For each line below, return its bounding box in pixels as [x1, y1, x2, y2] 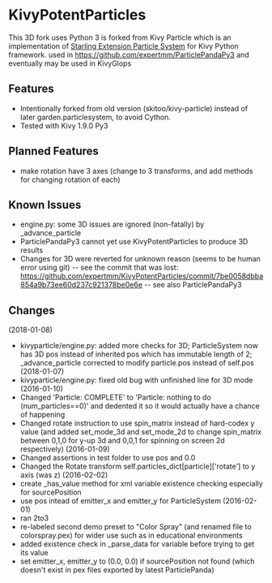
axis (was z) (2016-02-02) [19, 470, 108, 480]
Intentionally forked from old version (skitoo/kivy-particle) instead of [19, 103, 249, 113]
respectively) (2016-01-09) [19, 444, 111, 454]
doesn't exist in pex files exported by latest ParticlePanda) [19, 565, 215, 575]
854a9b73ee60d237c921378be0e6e [19, 280, 143, 290]
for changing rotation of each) [19, 175, 121, 184]
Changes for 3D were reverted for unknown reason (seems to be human [19, 254, 261, 264]
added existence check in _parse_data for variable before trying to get [19, 539, 255, 549]
